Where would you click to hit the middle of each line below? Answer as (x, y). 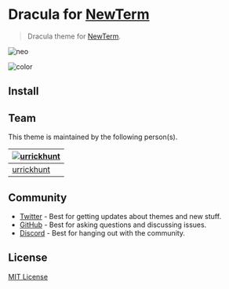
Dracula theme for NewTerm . (74, 36)
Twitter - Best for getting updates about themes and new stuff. (120, 216)
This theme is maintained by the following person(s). (93, 137)
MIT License (28, 276)
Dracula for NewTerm (79, 15)
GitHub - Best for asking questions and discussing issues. (113, 225)
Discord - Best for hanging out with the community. (102, 232)
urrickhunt (31, 170)
